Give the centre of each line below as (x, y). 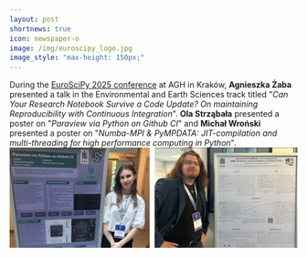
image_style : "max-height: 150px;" (77, 58)
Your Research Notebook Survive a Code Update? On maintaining (134, 104)
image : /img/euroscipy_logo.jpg (71, 48)
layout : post (34, 19)
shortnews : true (40, 29)
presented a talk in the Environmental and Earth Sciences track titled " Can (149, 95)
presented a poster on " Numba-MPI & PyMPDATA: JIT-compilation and (143, 133)
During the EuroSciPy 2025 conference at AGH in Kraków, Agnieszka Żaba (151, 85)
